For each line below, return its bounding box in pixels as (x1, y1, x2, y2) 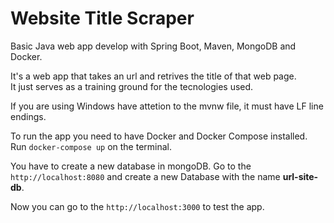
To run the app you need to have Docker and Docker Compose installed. (10, 130, 308, 142)
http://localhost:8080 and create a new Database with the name (10, 170, 281, 182)
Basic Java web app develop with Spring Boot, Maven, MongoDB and (10, 40, 297, 52)
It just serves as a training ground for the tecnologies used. (10, 80, 254, 92)
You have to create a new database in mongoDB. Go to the (10, 160, 252, 172)
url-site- (282, 170, 319, 182)
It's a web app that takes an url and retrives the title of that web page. (10, 70, 297, 82)
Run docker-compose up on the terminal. (10, 140, 173, 152)
